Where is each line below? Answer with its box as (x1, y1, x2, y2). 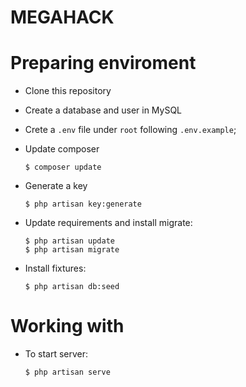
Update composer (24, 143, 100, 155)
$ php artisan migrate (24, 245, 120, 255)
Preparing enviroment (10, 52, 197, 75)
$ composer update (24, 162, 102, 173)
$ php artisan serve (24, 367, 111, 378)
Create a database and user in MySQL (24, 104, 183, 116)
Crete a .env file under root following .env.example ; (24, 124, 237, 136)
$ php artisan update (24, 236, 115, 246)
